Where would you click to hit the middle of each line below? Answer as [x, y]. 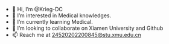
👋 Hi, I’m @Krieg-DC [37, 9]
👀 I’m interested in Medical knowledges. [62, 15]
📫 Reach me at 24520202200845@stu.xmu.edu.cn [77, 35]
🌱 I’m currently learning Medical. [53, 22]
